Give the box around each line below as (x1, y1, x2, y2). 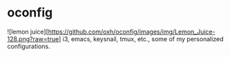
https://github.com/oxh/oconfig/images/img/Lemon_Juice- (48, 27, 215, 36)
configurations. (7, 42, 50, 50)
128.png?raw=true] (7, 34, 61, 43)
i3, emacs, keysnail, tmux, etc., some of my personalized (62, 34, 224, 43)
